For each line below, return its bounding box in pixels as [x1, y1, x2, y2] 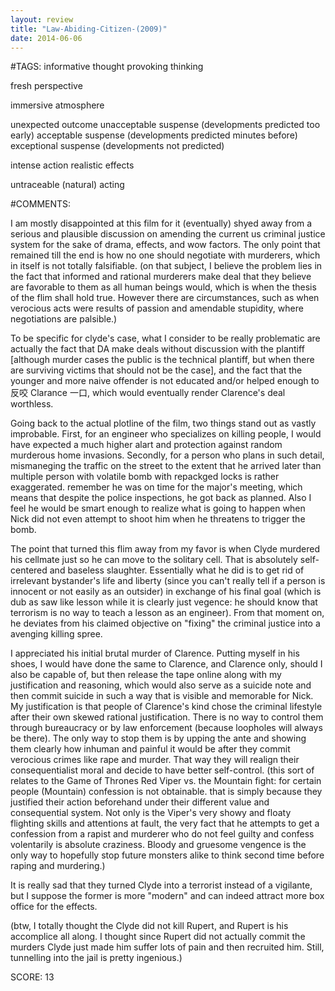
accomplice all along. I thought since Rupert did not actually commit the [10, 931, 306, 943]
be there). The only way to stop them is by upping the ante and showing [10, 732, 307, 745]
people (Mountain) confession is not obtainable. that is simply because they [10, 786, 323, 798]
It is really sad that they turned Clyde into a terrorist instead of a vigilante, [10, 879, 313, 891]
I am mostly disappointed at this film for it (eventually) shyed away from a [10, 217, 313, 230]
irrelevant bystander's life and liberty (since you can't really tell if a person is [10, 575, 326, 587]
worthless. [10, 398, 54, 410]
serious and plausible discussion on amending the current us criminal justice [10, 228, 326, 240]
